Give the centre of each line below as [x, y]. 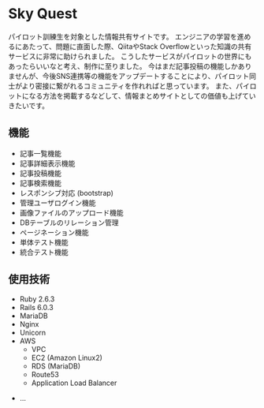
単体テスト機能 [44, 242]
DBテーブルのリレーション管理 [69, 223]
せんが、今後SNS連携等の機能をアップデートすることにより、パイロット [132, 76]
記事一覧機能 [40, 153]
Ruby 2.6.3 [37, 299]
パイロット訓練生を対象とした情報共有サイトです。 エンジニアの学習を [123, 36]
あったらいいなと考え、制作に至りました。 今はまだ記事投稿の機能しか [123, 66]
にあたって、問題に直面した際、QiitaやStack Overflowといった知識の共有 [133, 46]
